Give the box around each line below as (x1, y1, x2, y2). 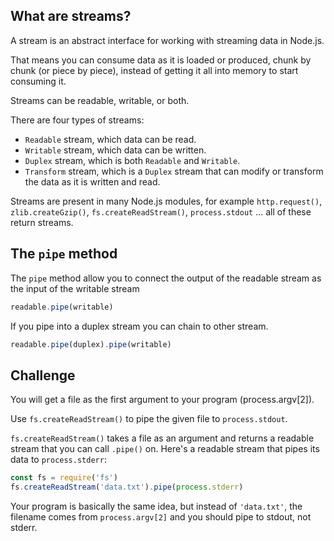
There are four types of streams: (10, 114, 145, 126)
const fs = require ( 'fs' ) (10, 473, 118, 483)
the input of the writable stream (10, 282, 140, 294)
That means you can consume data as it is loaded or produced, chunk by (10, 54, 312, 66)
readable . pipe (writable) (10, 302, 114, 312)
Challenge (10, 367, 76, 384)
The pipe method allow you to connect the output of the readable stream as (10, 272, 322, 284)
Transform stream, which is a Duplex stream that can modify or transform (24, 165, 324, 177)
